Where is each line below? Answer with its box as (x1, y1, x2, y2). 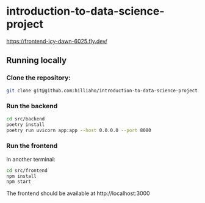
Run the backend (6, 102, 58, 111)
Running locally (6, 55, 67, 65)
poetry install (6, 121, 45, 128)
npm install (6, 173, 37, 179)
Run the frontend (6, 142, 58, 150)
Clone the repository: (6, 73, 71, 82)
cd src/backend (6, 116, 45, 122)
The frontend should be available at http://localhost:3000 (6, 190, 151, 197)
